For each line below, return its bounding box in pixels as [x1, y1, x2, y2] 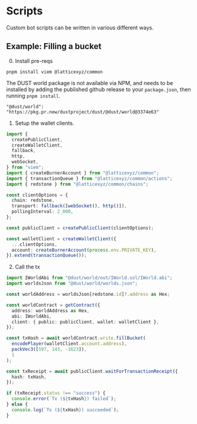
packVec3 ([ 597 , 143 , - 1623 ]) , [11, 346, 87, 352]
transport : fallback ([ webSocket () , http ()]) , [11, 203, 128, 209]
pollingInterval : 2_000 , [11, 208, 74, 215]
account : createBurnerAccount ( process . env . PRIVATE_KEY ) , [11, 247, 157, 253]
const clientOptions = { [6, 192, 68, 198]
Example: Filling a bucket [6, 41, 102, 52]
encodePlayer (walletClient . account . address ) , [11, 341, 128, 347]
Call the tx [14, 264, 40, 271]
